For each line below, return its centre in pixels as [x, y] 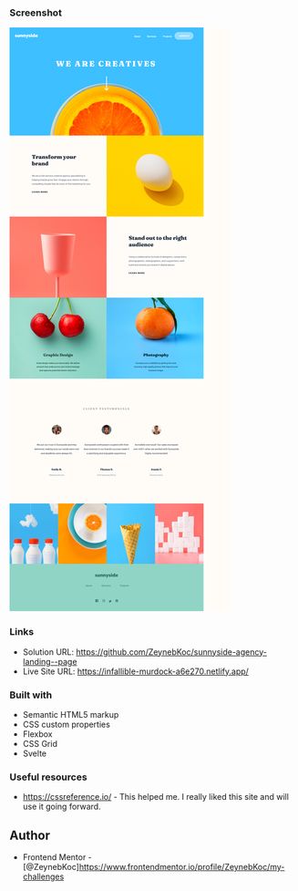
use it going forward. [62, 807]
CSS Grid [40, 743]
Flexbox [37, 734]
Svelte [35, 753]
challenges [43, 876]
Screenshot [36, 13]
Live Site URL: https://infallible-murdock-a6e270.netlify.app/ [135, 671]
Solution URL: [48, 652]
